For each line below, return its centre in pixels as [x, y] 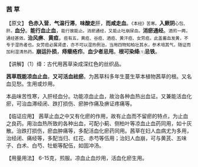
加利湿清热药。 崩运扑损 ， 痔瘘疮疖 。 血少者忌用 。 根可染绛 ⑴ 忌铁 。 [83, 52]
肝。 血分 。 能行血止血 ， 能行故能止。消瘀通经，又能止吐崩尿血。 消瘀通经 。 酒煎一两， [98, 31]
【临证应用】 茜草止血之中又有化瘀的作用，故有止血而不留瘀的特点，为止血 [97, 116]
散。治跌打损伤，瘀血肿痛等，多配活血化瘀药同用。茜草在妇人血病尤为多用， [99, 131]
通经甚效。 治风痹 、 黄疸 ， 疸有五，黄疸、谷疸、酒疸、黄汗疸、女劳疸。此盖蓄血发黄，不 [97, 38]
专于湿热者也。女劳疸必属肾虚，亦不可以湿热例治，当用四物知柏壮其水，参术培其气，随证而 [99, 45]
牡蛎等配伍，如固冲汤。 [75, 146]
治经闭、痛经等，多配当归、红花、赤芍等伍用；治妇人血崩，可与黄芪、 [91, 138]
